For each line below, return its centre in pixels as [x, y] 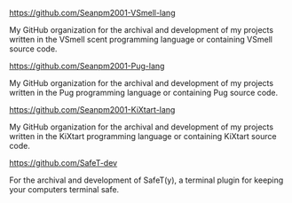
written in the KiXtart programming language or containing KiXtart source [143, 136]
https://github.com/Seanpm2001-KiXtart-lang [92, 109]
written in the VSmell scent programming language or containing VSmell [141, 39]
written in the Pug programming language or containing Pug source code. [144, 93]
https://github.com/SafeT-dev [63, 163]
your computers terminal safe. [64, 189]
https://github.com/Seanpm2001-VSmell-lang [92, 13]
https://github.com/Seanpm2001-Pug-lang [87, 66]
